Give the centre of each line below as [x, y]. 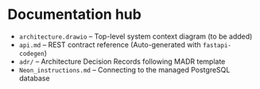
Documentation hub [75, 15]
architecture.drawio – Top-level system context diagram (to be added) [136, 36]
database [34, 78]
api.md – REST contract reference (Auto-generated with [110, 44]
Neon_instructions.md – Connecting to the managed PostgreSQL [124, 69]
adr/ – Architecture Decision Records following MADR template [122, 61]
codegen [31, 54]
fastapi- [217, 45]
